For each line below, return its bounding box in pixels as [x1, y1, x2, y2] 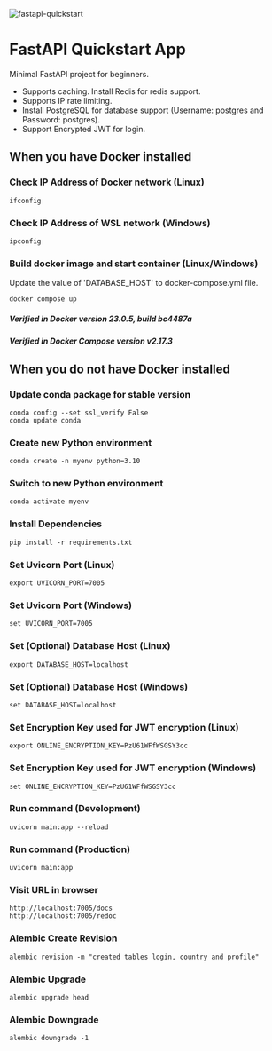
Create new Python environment [9, 436, 152, 448]
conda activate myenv [9, 497, 89, 506]
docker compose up [9, 295, 77, 304]
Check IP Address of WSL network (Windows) [9, 217, 211, 229]
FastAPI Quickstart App [9, 40, 186, 59]
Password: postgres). [21, 114, 100, 124]
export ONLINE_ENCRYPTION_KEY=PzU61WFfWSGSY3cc [9, 741, 189, 750]
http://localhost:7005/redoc [9, 912, 117, 921]
